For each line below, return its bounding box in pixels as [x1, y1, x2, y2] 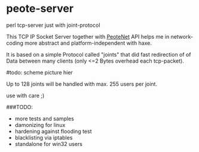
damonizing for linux [14, 121, 66, 128]
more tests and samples [14, 115, 75, 122]
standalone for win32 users [14, 140, 82, 147]
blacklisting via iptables [14, 134, 73, 141]
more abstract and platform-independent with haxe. [25, 39, 152, 46]
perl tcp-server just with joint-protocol [6, 21, 100, 29]
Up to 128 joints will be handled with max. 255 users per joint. [6, 80, 157, 88]
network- [170, 33, 193, 40]
